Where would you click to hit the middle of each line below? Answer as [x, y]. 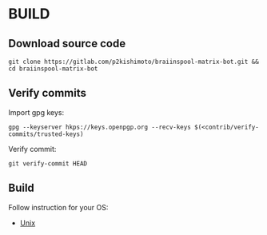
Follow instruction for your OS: [58, 207]
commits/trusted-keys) [46, 134]
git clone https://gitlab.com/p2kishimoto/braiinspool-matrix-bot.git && [134, 62]
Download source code [67, 44]
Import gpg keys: [36, 112]
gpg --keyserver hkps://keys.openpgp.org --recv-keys [100, 127]
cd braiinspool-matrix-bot [53, 69]
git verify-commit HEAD [48, 163]
